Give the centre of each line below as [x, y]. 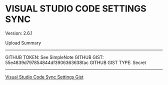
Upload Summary [23, 42]
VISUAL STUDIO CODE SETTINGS [76, 9]
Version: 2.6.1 [19, 33]
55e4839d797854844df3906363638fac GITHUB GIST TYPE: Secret [76, 62]
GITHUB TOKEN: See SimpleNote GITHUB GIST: [54, 57]
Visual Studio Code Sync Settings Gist [44, 77]
